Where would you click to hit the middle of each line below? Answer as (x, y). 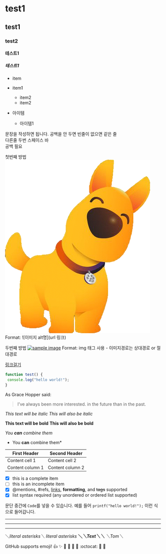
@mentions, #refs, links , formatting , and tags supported (70, 490)
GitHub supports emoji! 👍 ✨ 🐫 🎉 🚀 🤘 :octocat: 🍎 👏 (56, 547)
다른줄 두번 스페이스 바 (27, 140)
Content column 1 (25, 467)
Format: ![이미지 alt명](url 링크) (36, 337)
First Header (25, 454)
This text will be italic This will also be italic (49, 414)
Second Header (66, 454)
